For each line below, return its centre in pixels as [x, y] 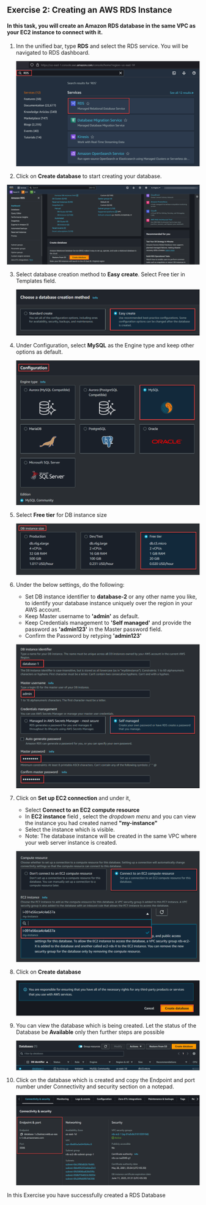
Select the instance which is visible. [70, 830]
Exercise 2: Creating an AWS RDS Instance [90, 10]
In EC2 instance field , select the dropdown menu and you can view [110, 816]
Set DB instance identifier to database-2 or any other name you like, [111, 597]
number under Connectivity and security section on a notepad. [95, 1087]
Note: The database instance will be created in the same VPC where [111, 836]
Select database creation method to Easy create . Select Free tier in [100, 274]
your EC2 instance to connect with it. [55, 32]
